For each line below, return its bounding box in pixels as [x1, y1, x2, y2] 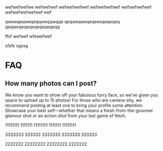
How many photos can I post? [5, 79, 97, 87]
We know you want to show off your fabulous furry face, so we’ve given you [5, 92, 159, 98]
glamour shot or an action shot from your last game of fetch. [5, 113, 126, 118]
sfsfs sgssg [5, 43, 28, 48]
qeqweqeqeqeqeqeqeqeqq [5, 24, 60, 30]
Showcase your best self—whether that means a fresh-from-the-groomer [5, 108, 153, 113]
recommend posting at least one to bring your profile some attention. [5, 102, 144, 108]
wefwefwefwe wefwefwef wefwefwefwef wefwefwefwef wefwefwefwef [5, 4, 152, 10]
